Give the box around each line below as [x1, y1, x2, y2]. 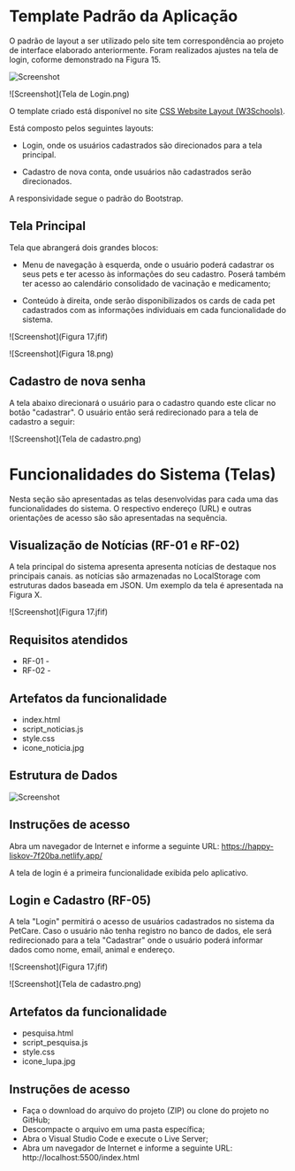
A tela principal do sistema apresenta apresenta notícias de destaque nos [9, 562, 276, 572]
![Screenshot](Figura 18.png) [9, 348, 114, 359]
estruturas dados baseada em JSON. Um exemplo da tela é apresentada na [9, 580, 284, 591]
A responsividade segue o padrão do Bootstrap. [9, 193, 184, 203]
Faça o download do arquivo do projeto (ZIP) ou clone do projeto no [21, 1106, 269, 1115]
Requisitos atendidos [9, 632, 128, 647]
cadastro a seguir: [9, 416, 75, 426]
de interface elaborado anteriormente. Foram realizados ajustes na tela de [9, 44, 279, 55]
